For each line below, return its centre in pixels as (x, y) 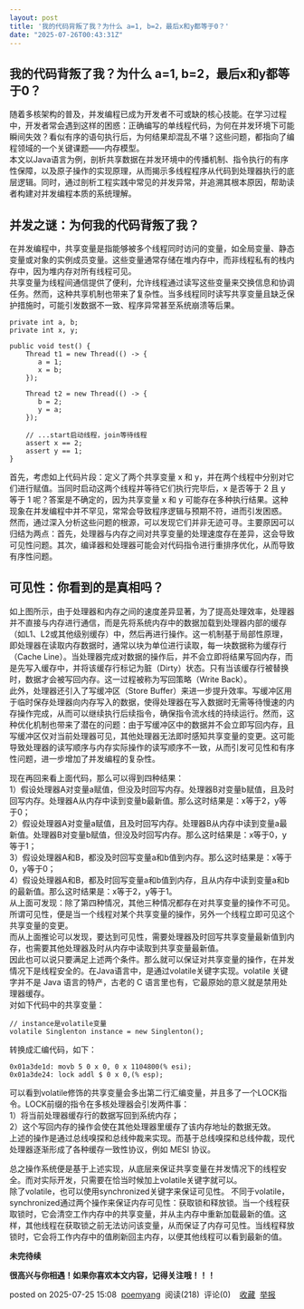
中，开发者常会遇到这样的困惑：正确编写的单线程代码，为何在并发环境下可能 (152, 126)
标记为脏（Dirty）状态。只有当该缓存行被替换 (204, 668)
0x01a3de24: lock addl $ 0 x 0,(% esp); (87, 1075)
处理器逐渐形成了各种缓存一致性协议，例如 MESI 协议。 (112, 1149)
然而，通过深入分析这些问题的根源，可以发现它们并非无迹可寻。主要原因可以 (152, 522)
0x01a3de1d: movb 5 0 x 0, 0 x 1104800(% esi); (101, 1067)
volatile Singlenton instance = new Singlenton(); (107, 1031)
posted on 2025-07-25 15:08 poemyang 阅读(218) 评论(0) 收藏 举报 (142, 1294)
